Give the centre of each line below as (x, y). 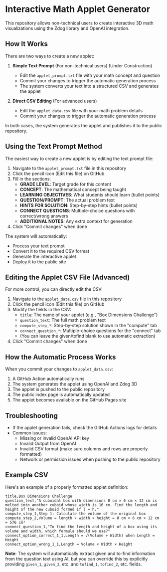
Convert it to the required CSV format (51, 251)
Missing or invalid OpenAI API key (55, 438)
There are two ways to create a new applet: (50, 56)
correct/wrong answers (44, 216)
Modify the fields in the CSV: (42, 310)
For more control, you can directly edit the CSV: (54, 289)
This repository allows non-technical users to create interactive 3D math (79, 23)
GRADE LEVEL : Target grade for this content (65, 184)
